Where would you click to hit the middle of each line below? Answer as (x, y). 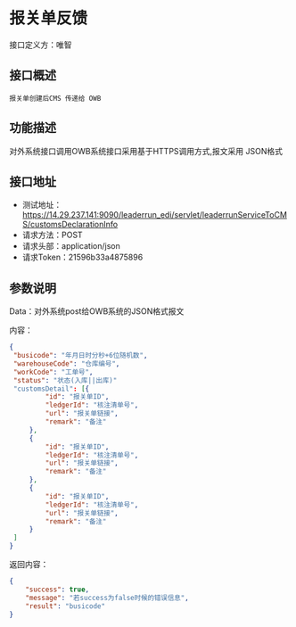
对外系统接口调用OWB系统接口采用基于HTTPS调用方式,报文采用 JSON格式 (146, 151)
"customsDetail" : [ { (51, 389)
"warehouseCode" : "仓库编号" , (66, 363)
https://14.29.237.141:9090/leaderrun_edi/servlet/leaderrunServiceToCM (155, 215)
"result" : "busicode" (65, 606)
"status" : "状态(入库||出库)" (65, 380)
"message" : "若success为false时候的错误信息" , (107, 598)
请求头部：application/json (71, 246)
